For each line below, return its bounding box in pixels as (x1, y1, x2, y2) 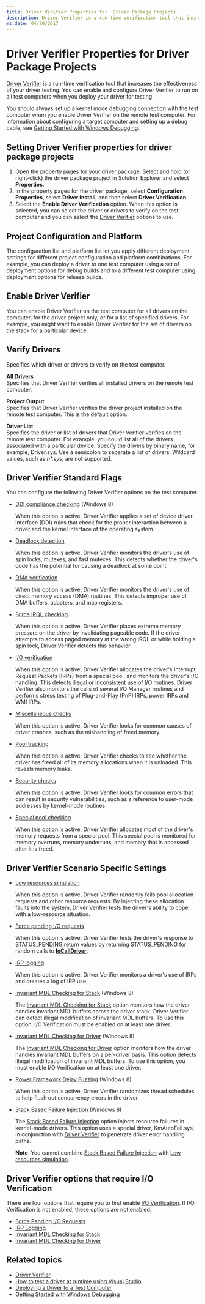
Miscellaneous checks (15, 710, 71, 718)
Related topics (6, 1255, 62, 1265)
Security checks (15, 777, 57, 784)
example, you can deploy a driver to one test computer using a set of (6, 260, 180, 267)
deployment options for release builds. (6, 273, 104, 280)
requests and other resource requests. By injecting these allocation (15, 898, 184, 905)
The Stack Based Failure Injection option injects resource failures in (15, 1118, 185, 1125)
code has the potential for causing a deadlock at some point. (15, 562, 168, 570)
